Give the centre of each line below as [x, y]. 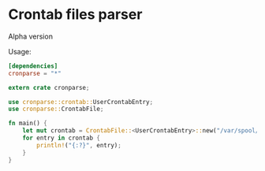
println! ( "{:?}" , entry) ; [79, 145]
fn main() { [28, 124]
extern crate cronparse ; [49, 87]
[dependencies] [33, 66]
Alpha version [31, 36]
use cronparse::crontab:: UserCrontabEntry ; [81, 102]
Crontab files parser [75, 15]
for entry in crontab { [62, 138]
